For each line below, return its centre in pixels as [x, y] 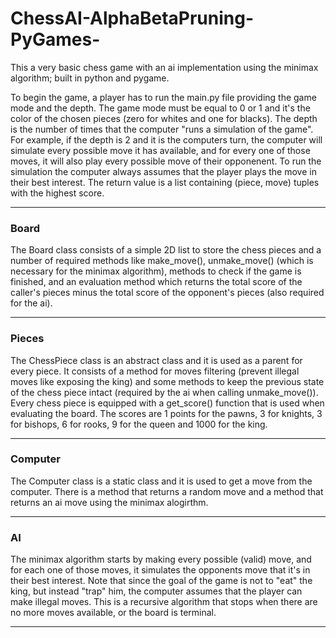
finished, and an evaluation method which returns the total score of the [156, 282]
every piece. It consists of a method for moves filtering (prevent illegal [155, 371]
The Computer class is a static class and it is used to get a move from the [161, 481]
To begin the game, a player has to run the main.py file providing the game [163, 97]
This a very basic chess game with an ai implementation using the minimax [164, 67]
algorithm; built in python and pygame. [90, 78]
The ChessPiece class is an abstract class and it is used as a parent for [156, 360]
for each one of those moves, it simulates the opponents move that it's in [160, 570]
